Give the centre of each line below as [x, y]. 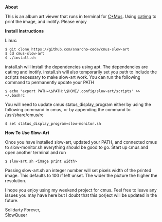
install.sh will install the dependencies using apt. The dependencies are [77, 67]
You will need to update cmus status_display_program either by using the [78, 104]
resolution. [16, 181]
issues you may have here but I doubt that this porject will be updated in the [81, 195]
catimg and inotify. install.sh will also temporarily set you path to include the [81, 72]
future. [12, 200]
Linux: [11, 40]
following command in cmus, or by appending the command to [68, 110]
